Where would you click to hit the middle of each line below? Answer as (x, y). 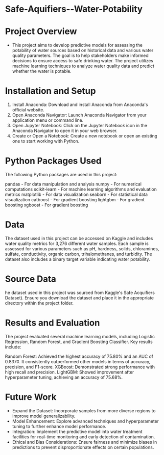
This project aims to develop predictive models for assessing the (77, 45)
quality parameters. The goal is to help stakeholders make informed (80, 55)
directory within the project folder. (39, 303)
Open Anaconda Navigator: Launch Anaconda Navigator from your (79, 115)
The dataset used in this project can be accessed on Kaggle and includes (79, 238)
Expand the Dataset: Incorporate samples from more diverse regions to (84, 410)
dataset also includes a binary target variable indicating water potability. (78, 259)
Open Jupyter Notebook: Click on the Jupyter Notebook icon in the (80, 126)
